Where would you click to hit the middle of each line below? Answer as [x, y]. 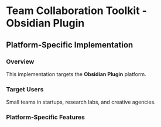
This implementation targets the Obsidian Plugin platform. [76, 74]
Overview [20, 61]
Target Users [25, 89]
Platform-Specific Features [45, 117]
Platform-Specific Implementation [70, 45]
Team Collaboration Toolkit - [77, 11]
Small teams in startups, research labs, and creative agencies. [81, 102]
